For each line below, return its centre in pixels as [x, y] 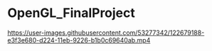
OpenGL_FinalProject [71, 13]
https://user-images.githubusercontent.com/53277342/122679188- [106, 33]
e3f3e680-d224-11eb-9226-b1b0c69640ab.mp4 [79, 40]
